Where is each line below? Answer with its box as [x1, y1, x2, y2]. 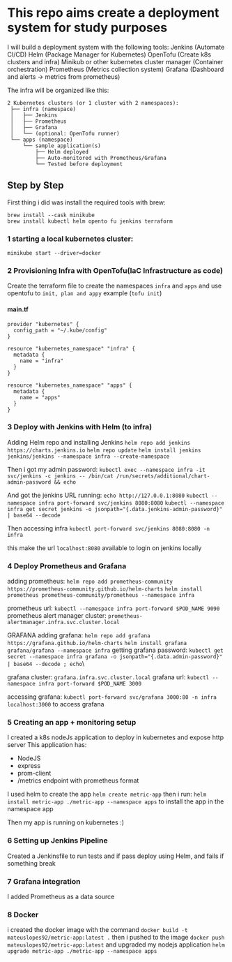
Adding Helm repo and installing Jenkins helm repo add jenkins [7, 438, 190, 446]
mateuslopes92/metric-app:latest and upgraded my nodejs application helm [7, 940, 225, 949]
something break [7, 859, 56, 867]
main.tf [7, 305, 29, 313]
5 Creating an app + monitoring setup [7, 718, 137, 727]
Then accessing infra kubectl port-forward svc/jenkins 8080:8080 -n [7, 524, 210, 532]
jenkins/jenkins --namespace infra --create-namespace [7, 452, 170, 460]
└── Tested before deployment [35, 161, 123, 168]
